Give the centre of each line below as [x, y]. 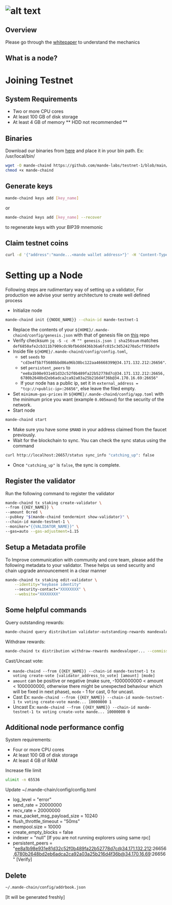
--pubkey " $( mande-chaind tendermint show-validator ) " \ [67, 517]
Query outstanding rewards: [35, 622]
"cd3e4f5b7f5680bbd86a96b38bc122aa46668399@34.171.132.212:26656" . [93, 362]
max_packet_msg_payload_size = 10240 [55, 816]
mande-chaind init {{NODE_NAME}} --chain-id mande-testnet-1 [72, 320]
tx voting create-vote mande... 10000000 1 [64, 702]
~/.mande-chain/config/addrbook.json [46, 888]
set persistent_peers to [45, 368]
